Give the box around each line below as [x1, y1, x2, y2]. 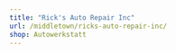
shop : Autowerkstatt [9, 30, 88, 39]
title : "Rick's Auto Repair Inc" [9, 13, 135, 22]
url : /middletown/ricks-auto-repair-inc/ [9, 22, 168, 31]
